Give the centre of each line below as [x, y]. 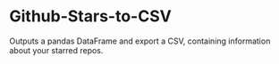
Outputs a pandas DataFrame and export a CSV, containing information [140, 41]
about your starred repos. [56, 50]
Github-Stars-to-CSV [90, 16]
